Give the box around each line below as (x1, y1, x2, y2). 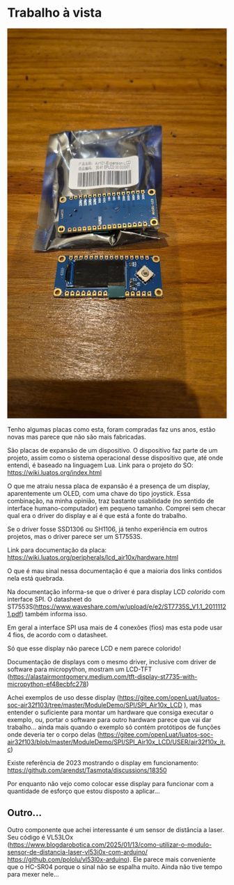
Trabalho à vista (7, 5, 102, 21)
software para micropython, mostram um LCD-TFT (7, 665, 153, 673)
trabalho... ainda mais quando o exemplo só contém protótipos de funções (7, 723, 221, 731)
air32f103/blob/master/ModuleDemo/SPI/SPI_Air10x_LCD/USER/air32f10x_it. (7, 737, 226, 746)
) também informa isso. (21, 609, 88, 618)
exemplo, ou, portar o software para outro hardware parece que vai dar (7, 715, 212, 723)
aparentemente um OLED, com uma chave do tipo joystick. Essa (7, 489, 191, 497)
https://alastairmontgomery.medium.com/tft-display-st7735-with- (9, 672, 198, 680)
